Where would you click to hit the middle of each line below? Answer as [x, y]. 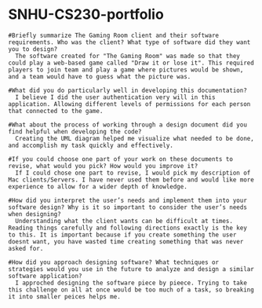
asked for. [26, 248]
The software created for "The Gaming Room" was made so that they [128, 56]
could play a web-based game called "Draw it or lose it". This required [131, 63]
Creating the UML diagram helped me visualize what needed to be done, [135, 138]
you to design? [33, 49]
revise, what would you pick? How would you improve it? [103, 166]
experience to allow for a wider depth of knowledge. [98, 186]
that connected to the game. [56, 111]
